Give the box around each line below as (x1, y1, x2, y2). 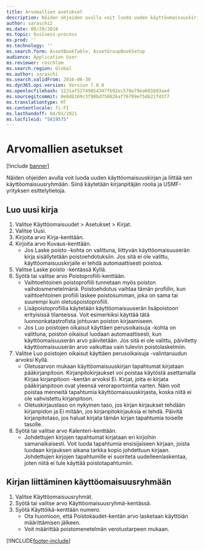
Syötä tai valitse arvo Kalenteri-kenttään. (15, 427, 117, 434)
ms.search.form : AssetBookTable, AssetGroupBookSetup (6, 49, 146, 55)
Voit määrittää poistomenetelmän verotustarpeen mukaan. (24, 525, 170, 532)
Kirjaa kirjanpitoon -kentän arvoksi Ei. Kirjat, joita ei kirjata (24, 376, 169, 382)
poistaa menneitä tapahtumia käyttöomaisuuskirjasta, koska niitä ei (24, 389, 192, 395)
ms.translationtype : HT (6, 99, 67, 105)
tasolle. (24, 421, 42, 428)
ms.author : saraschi (6, 71, 59, 77)
